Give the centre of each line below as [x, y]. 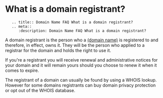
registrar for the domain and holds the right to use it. [58, 50]
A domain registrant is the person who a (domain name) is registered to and [82, 40]
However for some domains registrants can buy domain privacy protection [81, 85]
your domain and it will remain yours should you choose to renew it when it [81, 65]
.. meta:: [22, 26]
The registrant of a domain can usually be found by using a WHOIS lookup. [81, 80]
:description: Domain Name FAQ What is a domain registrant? [82, 31]
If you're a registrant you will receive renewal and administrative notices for [81, 60]
